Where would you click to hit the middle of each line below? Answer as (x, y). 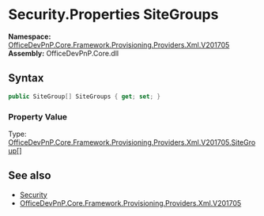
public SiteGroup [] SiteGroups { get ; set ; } (84, 97)
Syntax (26, 78)
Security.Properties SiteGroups (113, 15)
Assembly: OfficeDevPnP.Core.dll (64, 53)
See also (30, 176)
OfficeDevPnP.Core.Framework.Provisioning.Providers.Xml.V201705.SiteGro (132, 142)
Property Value (38, 116)
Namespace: (30, 36)
